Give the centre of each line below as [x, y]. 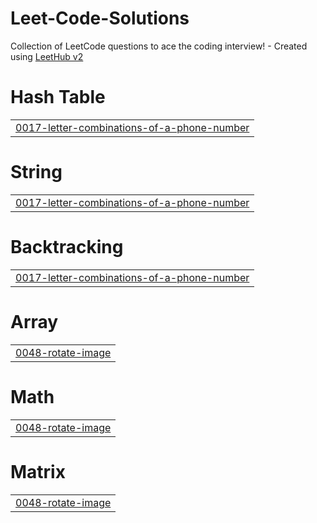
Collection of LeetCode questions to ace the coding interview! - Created [159, 46]
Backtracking [67, 247]
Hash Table [58, 97]
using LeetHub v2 [47, 56]
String [36, 172]
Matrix [38, 471]
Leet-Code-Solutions [100, 18]
